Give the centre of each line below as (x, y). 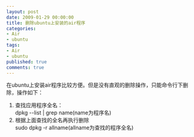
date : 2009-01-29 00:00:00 (40, 17)
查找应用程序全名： (39, 105)
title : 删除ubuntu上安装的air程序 (46, 23)
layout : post (23, 12)
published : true (27, 62)
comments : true (25, 67)
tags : (13, 45)
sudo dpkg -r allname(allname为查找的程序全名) (74, 128)
